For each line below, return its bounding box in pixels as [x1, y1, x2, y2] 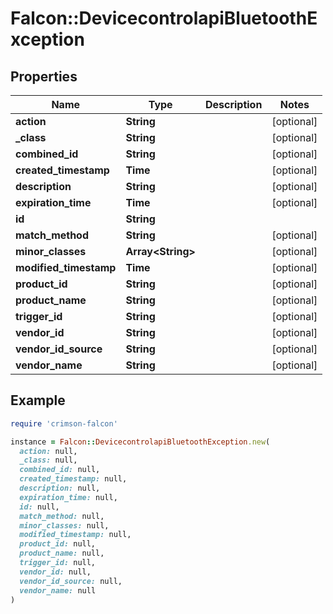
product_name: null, [19, 548, 105, 559]
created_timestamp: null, [19, 474, 128, 484]
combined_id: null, [19, 465, 101, 475]
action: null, [19, 446, 78, 456]
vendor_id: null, [19, 567, 92, 577]
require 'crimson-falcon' [10, 418, 118, 429]
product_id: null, [19, 539, 97, 549]
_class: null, [19, 455, 78, 466]
